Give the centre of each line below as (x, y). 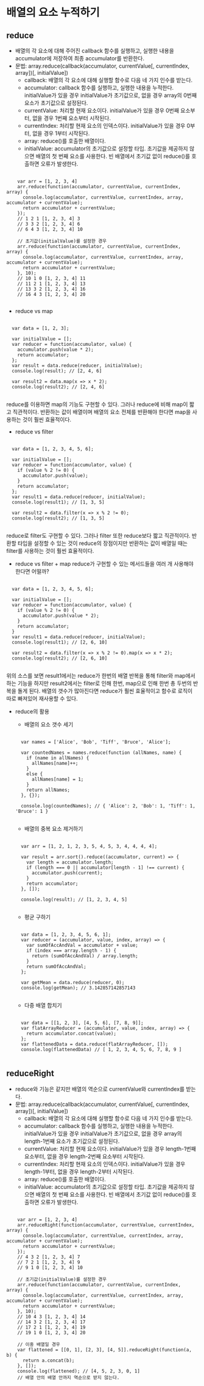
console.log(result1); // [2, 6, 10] (60, 642)
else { (35, 774)
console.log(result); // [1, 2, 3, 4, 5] (74, 899)
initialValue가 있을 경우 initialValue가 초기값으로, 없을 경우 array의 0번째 (110, 95)
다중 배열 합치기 (43, 1005)
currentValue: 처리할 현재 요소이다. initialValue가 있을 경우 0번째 (102, 111)
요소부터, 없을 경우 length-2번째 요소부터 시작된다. (84, 1156)
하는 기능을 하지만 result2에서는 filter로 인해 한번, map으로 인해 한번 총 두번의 (99, 683)
